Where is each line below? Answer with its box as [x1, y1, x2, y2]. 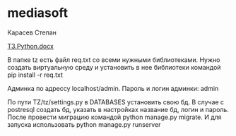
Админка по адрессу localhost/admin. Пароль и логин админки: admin [7, 84, 219, 92]
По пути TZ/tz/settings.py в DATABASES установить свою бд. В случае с [7, 97, 225, 106]
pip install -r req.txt [7, 70, 64, 79]
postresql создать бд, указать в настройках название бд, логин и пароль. [7, 105, 230, 113]
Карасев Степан [7, 28, 57, 37]
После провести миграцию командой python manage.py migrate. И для [7, 113, 222, 121]
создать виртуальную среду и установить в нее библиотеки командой [7, 63, 221, 71]
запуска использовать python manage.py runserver [7, 120, 161, 128]
